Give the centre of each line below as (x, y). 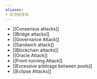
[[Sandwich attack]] (33, 44)
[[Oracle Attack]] (30, 55)
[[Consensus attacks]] (36, 28)
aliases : (14, 10)
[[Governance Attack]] (36, 39)
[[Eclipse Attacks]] (32, 71)
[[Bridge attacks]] (31, 34)
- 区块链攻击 (17, 14)
